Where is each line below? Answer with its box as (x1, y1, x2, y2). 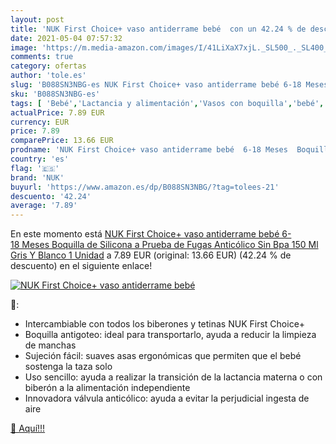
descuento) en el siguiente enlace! (10, 260, 153, 272)
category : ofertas (10, 61, 87, 71)
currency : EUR (10, 117, 70, 127)
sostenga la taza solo (24, 361, 113, 373)
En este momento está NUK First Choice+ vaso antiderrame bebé (10, 228, 280, 240)
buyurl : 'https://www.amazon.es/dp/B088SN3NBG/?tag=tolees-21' (10, 182, 280, 192)
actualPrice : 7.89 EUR (10, 107, 105, 118)
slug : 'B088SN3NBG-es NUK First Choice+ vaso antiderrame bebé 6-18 (10, 80, 302, 90)
